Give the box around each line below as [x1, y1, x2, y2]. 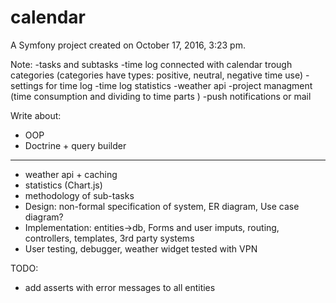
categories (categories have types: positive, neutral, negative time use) [10, 69, 304, 81]
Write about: [10, 109, 62, 121]
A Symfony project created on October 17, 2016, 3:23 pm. [10, 39, 246, 51]
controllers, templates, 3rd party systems [24, 232, 195, 244]
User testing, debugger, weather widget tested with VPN [24, 242, 258, 255]
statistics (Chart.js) [24, 179, 103, 191]
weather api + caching [24, 168, 118, 180]
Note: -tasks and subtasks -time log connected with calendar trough [10, 58, 293, 70]
